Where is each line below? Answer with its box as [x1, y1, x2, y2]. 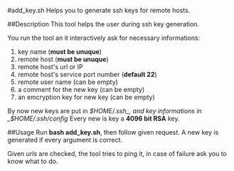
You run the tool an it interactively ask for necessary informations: [7, 33, 201, 42]
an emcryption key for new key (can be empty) [17, 93, 155, 101]
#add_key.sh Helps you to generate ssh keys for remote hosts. [7, 6, 191, 14]
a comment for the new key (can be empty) [17, 85, 145, 93]
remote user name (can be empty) [17, 78, 119, 86]
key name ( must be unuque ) [17, 48, 102, 56]
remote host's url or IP [17, 63, 83, 71]
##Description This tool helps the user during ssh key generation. [7, 20, 200, 28]
